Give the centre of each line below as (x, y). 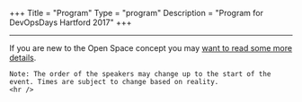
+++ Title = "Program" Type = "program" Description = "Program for (136, 13)
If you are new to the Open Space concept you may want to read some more (151, 48)
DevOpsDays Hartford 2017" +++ (71, 22)
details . (23, 58)
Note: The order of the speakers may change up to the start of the (140, 74)
